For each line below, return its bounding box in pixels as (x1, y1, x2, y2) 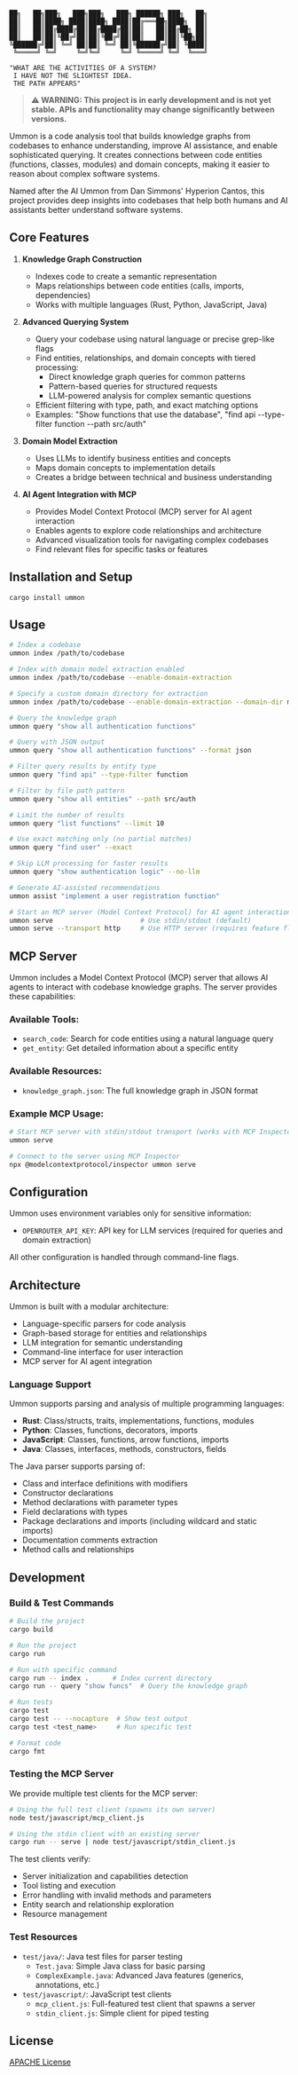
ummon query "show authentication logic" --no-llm (9, 867, 200, 877)
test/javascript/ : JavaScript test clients (21, 1989, 172, 2000)
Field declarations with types (21, 1506, 129, 1518)
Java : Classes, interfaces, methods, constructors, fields (21, 1444, 227, 1455)
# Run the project (9, 1641, 77, 1650)
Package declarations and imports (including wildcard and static (21, 1516, 257, 1527)
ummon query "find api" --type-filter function (9, 770, 189, 779)
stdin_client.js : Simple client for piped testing (35, 2008, 209, 2018)
